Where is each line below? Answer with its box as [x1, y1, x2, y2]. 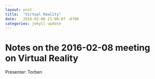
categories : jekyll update [5, 21, 61, 26]
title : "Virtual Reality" [5, 12, 61, 17]
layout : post [5, 7, 32, 12]
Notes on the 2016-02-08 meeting [5, 42, 151, 53]
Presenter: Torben [5, 69, 42, 75]
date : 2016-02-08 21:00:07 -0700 [5, 16, 79, 21]
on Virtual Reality [5, 53, 78, 64]
